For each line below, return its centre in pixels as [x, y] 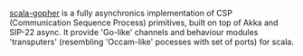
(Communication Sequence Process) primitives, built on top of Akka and [144, 23]
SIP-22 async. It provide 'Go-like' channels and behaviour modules [134, 32]
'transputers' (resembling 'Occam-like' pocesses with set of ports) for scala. [151, 42]
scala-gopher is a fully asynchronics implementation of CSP [121, 13]
